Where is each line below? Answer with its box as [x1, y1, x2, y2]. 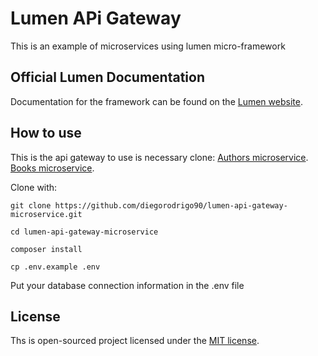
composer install [10, 244, 83, 254]
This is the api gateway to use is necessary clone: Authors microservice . [10, 151, 309, 163]
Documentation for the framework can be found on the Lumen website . [10, 95, 303, 107]
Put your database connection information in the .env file [10, 279, 245, 291]
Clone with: [10, 181, 58, 193]
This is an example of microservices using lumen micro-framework [10, 40, 286, 52]
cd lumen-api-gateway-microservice [10, 227, 159, 237]
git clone [10, 200, 52, 211]
